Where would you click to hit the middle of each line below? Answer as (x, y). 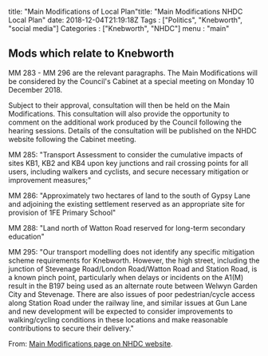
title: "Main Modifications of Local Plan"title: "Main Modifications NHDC (126, 12)
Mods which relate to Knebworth (91, 54)
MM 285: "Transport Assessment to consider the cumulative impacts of (126, 154)
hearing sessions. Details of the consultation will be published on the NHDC (132, 130)
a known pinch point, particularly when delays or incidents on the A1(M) (126, 277)
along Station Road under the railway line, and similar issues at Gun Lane (128, 303)
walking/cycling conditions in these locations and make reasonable (118, 319)
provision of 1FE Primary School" (62, 212)
